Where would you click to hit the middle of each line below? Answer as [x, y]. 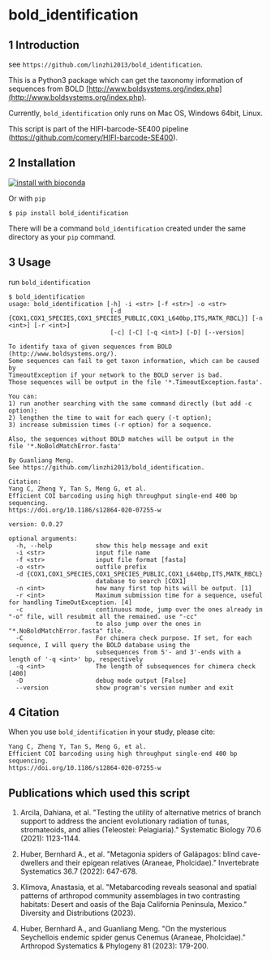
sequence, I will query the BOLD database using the [99, 645]
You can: [23, 396]
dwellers [34, 863]
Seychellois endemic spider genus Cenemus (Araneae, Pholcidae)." [133, 937]
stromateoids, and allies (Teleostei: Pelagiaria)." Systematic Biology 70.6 [141, 830]
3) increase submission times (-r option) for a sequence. [110, 425]
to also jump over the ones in [148, 624]
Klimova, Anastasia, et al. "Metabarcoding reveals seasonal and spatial [138, 888]
